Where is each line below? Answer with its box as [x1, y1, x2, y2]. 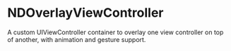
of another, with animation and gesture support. [7, 35, 146, 43]
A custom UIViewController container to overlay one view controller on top [7, 28, 224, 36]
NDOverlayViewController [7, 5, 164, 21]
